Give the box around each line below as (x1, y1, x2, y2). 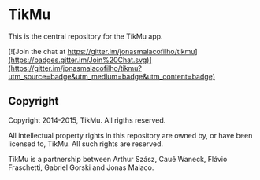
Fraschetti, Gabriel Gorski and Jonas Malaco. (8, 163, 154, 172)
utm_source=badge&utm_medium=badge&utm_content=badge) (8, 72, 215, 81)
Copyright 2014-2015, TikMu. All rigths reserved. (8, 116, 166, 125)
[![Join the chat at (8, 46, 66, 56)
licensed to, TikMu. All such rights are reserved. (8, 139, 164, 149)
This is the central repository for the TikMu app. (8, 31, 163, 41)
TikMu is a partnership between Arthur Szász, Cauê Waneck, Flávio (8, 154, 228, 163)
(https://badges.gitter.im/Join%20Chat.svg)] (8, 55, 152, 64)
